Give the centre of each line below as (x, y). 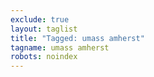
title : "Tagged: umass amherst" (77, 38)
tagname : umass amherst (60, 47)
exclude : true (40, 19)
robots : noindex (44, 57)
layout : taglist (44, 29)
